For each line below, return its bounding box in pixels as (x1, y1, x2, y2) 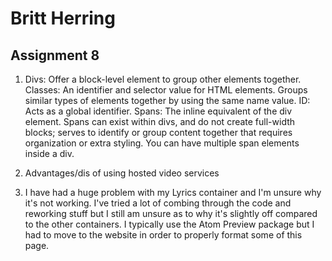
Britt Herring (10, 7, 116, 30)
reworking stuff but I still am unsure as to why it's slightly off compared (24, 208, 318, 219)
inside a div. (24, 148, 75, 159)
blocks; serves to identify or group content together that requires (24, 127, 293, 138)
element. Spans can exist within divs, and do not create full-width (24, 116, 296, 127)
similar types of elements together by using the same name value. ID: (24, 95, 311, 106)
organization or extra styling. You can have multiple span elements (24, 137, 300, 149)
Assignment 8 (10, 47, 100, 64)
